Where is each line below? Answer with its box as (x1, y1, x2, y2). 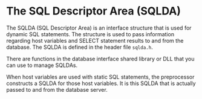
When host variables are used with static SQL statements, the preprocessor (6, 73, 195, 80)
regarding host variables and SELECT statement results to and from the (6, 37, 184, 44)
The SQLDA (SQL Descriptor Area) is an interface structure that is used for (6, 24, 192, 31)
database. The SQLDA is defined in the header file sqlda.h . (6, 43, 153, 51)
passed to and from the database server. (6, 86, 108, 93)
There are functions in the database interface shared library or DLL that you (6, 55, 195, 62)
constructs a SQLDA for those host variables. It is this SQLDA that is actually (6, 80, 196, 87)
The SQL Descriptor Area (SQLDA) (6, 4, 181, 18)
